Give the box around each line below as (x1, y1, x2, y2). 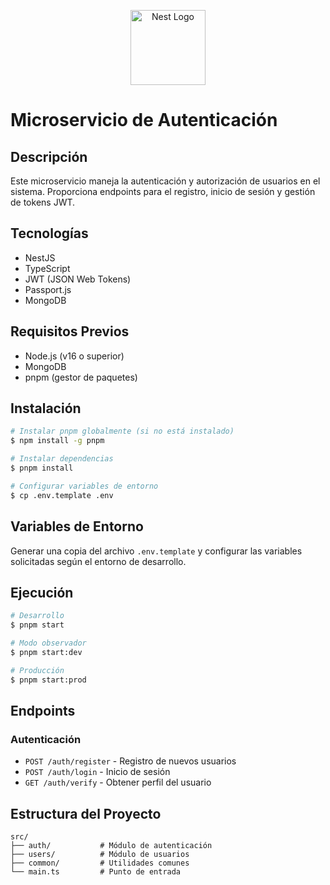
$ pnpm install (10, 463, 74, 474)
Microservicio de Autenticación (10, 109, 278, 132)
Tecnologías (10, 225, 89, 242)
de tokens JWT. (10, 196, 76, 208)
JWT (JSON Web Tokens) (24, 273, 132, 285)
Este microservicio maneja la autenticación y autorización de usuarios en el (10, 175, 321, 187)
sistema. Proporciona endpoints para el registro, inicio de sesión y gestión (10, 186, 316, 197)
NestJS (24, 251, 56, 264)
